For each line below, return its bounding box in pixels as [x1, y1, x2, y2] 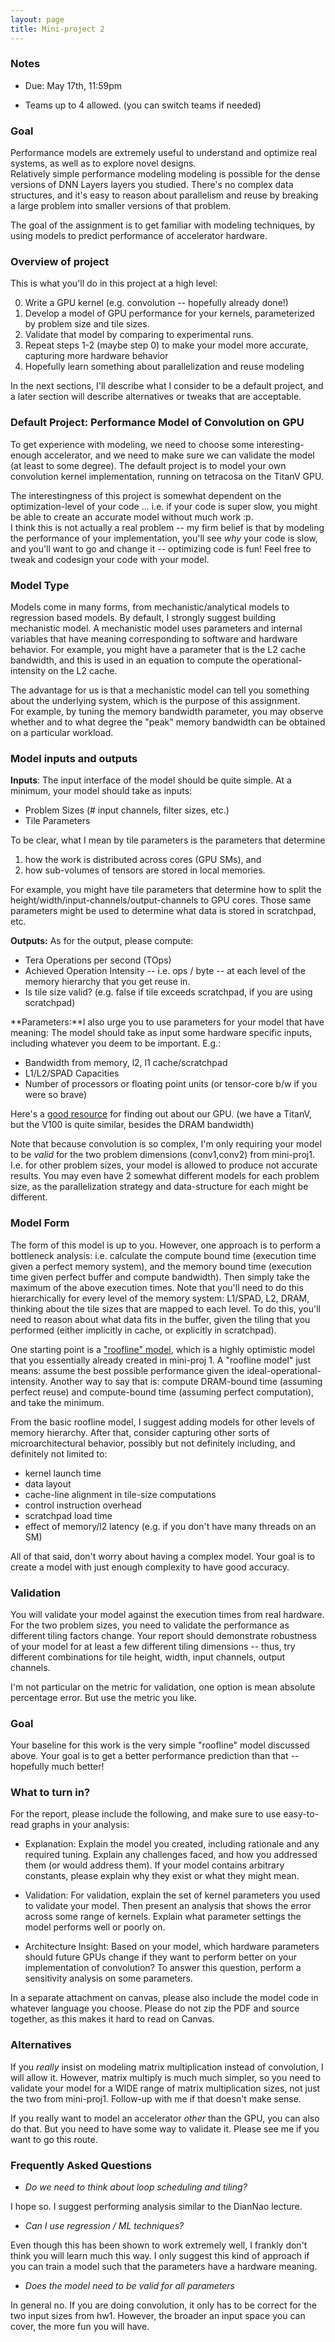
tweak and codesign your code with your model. [10, 553, 210, 565]
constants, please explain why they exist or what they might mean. [24, 1870, 300, 1882]
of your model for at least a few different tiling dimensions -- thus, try [10, 1640, 296, 1652]
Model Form [10, 1216, 70, 1230]
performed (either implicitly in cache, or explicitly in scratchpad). [10, 1324, 277, 1336]
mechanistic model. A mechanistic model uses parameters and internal [10, 622, 303, 634]
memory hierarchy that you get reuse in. [24, 976, 191, 988]
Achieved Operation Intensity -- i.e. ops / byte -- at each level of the [24, 965, 306, 977]
